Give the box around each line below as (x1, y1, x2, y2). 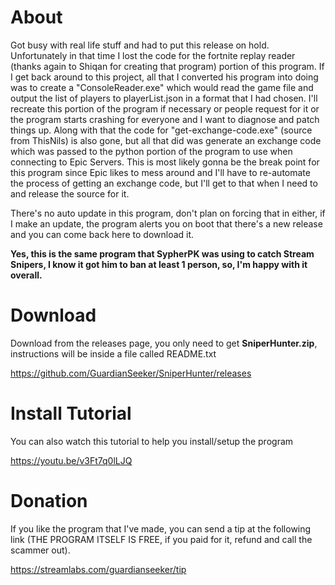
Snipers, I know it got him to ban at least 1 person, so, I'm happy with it (10, 258, 308, 270)
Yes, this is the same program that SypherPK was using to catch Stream (10, 247, 315, 260)
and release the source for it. (10, 187, 130, 200)
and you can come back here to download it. (10, 228, 195, 240)
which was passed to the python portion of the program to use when (10, 145, 293, 157)
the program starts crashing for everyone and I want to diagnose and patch (10, 113, 320, 125)
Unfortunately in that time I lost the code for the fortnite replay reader (10, 49, 296, 61)
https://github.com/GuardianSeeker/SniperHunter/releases (10, 367, 252, 379)
